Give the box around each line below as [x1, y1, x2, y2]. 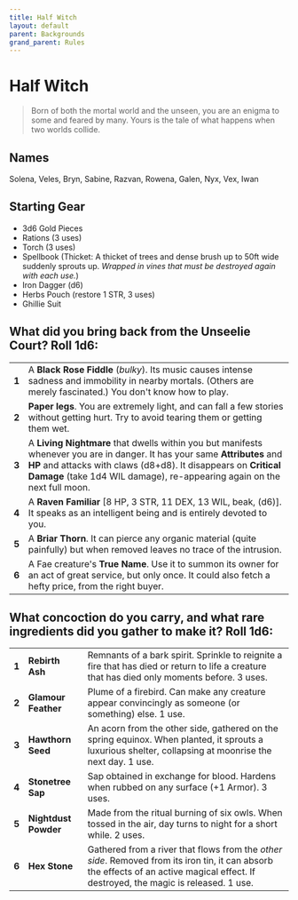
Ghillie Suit [21, 299, 62, 309]
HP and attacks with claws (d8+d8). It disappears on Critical [27, 458, 281, 471]
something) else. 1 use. [87, 708, 185, 721]
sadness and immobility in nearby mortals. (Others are [27, 374, 255, 386]
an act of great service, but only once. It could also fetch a [27, 569, 271, 581]
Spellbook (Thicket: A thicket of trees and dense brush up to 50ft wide [21, 251, 279, 262]
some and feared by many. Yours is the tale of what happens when [30, 115, 275, 125]
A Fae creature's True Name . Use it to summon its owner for [27, 557, 279, 569]
